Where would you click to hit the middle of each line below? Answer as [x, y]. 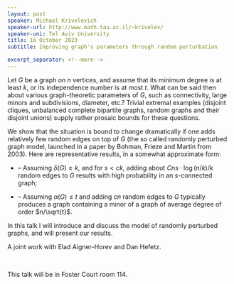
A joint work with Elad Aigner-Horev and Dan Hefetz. [84, 246]
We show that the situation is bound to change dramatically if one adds [111, 131]
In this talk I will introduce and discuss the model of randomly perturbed [113, 225]
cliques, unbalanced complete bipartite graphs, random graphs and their [114, 110]
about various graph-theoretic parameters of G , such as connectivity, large [117, 95]
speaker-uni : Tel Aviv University [59, 34]
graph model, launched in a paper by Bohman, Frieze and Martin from [110, 146]
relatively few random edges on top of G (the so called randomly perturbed [117, 138]
